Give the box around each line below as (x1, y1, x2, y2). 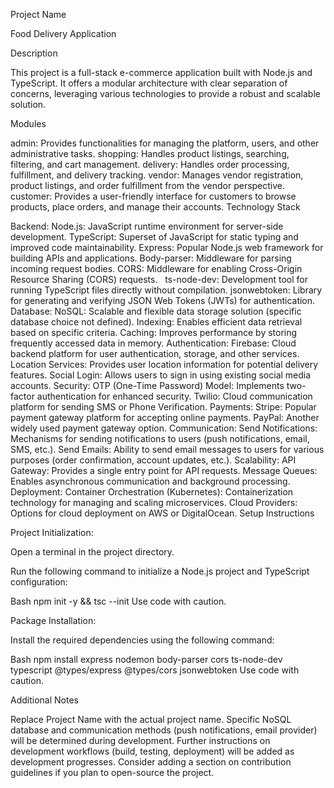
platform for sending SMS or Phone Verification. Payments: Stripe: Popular (10, 401, 317, 413)
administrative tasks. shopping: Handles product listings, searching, (10, 148, 290, 159)
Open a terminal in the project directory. (10, 546, 175, 558)
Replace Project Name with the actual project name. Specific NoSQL (10, 714, 292, 725)
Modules (10, 118, 47, 129)
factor (10, 390, 35, 402)
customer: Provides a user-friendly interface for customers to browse (10, 190, 297, 202)
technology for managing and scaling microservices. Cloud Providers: (10, 497, 298, 508)
